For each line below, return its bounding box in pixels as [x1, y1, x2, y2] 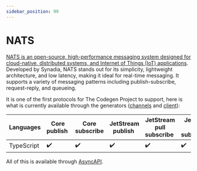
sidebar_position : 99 [6, 8, 59, 15]
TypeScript [9, 142, 39, 150]
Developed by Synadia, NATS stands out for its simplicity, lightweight [6, 66, 173, 73]
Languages [9, 123, 41, 131]
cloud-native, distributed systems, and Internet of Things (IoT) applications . [6, 59, 189, 66]
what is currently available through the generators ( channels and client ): [6, 102, 181, 109]
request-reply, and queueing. [6, 84, 77, 91]
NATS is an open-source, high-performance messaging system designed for [6, 53, 191, 60]
